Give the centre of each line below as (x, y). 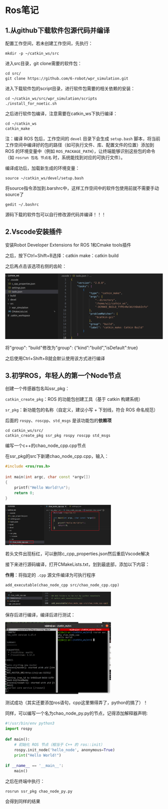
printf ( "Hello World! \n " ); (42, 488)
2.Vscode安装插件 (34, 232)
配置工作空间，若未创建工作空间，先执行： (49, 43)
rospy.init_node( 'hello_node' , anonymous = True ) (64, 750)
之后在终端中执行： (25, 781)
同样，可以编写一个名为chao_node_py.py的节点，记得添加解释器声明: (76, 713)
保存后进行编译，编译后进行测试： (40, 615)
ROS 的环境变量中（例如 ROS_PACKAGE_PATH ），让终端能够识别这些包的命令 (80, 151)
